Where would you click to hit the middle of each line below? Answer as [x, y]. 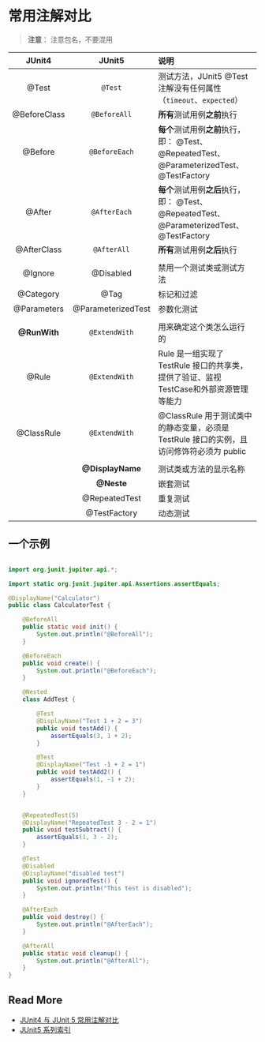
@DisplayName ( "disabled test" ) [74, 873]
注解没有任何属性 [190, 88]
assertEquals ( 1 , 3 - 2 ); [77, 838]
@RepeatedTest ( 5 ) [51, 815]
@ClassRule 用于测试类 [201, 415]
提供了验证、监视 [190, 377]
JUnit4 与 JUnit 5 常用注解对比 [69, 1020]
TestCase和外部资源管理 [203, 389]
